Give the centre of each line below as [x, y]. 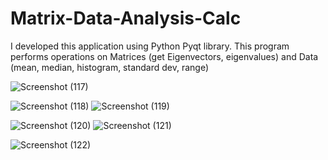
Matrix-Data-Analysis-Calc [126, 18]
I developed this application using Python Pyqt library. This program [150, 46]
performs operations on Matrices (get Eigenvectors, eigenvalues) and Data [164, 56]
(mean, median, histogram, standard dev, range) [110, 67]
